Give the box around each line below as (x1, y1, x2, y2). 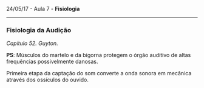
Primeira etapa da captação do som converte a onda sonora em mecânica (6, 70, 192, 77)
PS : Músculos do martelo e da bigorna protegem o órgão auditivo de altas (6, 52, 191, 59)
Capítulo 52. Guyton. (6, 39, 59, 47)
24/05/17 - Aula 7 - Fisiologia (6, 5, 80, 12)
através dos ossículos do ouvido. (6, 76, 89, 84)
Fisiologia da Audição (6, 25, 72, 34)
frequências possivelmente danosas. (6, 58, 98, 66)
